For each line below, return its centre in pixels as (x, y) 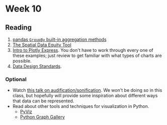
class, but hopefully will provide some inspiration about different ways (85, 96)
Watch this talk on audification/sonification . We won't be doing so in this (87, 90)
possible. (22, 61)
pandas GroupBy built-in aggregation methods (59, 39)
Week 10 (23, 9)
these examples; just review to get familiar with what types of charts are (87, 55)
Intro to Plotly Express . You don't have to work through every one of (83, 50)
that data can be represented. (43, 101)
